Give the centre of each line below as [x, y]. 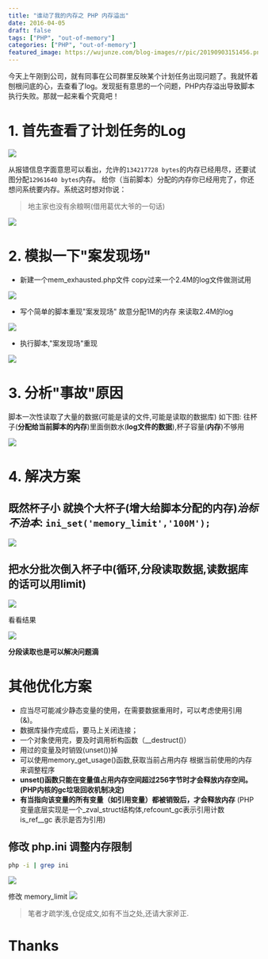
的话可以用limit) [47, 584]
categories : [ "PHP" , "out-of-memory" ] [72, 45]
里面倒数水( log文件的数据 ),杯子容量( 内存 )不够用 [167, 427]
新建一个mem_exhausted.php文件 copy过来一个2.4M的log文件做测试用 [135, 280]
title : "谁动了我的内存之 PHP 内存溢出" [69, 15]
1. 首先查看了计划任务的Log [97, 131]
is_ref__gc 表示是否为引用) [63, 819]
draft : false [30, 30]
